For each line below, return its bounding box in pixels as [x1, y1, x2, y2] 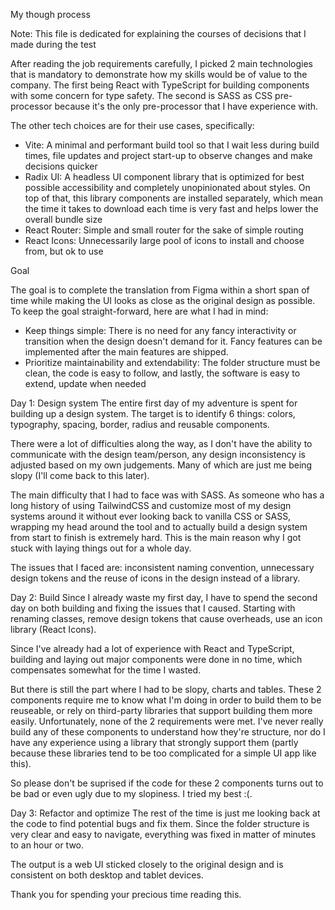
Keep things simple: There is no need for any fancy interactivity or [24, 325, 297, 336]
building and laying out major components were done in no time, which [10, 654, 303, 665]
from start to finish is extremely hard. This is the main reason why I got [10, 532, 302, 543]
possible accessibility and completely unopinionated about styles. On [24, 182, 311, 193]
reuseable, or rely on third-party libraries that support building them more [10, 705, 313, 716]
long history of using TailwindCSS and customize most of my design [10, 500, 292, 511]
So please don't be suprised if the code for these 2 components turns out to [10, 777, 324, 789]
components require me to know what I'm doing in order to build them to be [10, 694, 322, 706]
